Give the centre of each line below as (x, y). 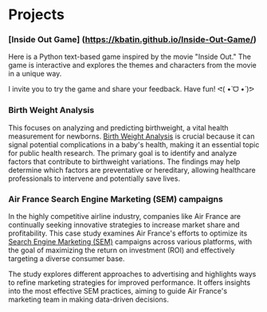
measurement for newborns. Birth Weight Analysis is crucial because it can (132, 136)
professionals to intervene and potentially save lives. (94, 178)
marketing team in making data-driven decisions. (89, 299)
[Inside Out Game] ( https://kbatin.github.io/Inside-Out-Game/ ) (133, 40)
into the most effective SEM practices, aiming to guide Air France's (118, 291)
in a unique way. (35, 74)
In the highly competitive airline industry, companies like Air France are (125, 216)
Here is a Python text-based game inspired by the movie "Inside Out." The (130, 57)
